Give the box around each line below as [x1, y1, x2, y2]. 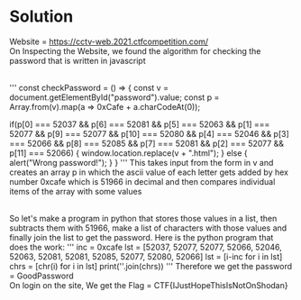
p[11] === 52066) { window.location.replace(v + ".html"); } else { [9, 147, 248, 159]
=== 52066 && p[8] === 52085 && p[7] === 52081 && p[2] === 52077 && [9, 138, 285, 149]
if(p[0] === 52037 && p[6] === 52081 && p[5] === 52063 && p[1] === [9, 119, 270, 130]
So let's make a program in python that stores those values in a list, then [9, 213, 278, 223]
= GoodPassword [9, 270, 74, 281]
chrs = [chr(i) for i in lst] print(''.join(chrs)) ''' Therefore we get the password [9, 260, 293, 271]
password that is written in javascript [9, 55, 146, 66]
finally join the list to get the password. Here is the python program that [9, 232, 274, 242]
